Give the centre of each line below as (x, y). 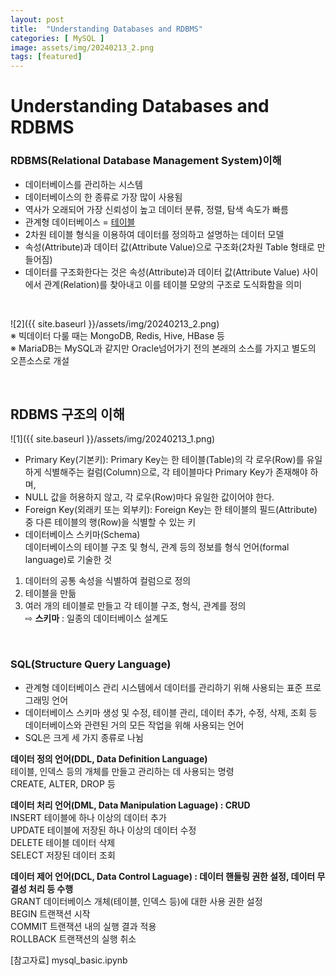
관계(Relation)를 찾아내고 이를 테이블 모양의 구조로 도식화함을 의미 (173, 284)
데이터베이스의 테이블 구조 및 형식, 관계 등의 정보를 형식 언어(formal (157, 547)
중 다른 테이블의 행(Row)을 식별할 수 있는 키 (110, 522)
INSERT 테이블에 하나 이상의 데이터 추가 (88, 817)
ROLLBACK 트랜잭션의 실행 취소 (73, 938)
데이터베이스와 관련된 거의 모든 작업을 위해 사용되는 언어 (134, 725)
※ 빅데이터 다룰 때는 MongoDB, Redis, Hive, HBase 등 (117, 335)
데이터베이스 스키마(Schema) (82, 535)
